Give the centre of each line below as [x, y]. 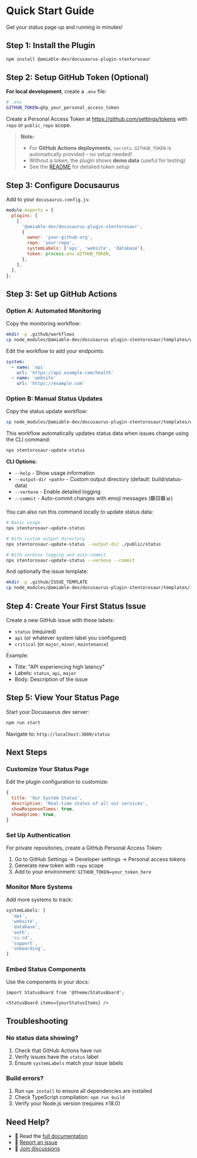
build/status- [167, 479]
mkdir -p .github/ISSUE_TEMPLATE [47, 582]
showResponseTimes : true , [43, 809]
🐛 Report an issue [36, 1142]
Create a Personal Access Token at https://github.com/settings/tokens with [97, 119]
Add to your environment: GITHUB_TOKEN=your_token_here [83, 871]
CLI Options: [21, 462]
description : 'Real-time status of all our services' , [80, 804]
